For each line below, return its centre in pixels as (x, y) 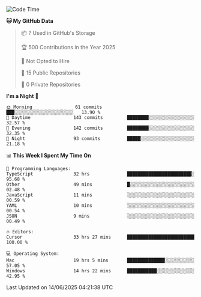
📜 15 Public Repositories (51, 73)
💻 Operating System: (33, 254)
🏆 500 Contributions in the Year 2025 (68, 47)
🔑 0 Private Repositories (51, 84)
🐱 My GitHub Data (30, 21)
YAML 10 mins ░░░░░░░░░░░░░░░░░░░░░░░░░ (100, 206)
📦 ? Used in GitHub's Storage (58, 33)
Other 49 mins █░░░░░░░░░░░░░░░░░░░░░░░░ (100, 185)
